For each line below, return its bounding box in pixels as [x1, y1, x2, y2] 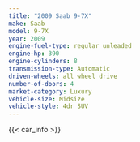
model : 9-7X [8, 27, 49, 35]
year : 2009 [8, 34, 45, 43]
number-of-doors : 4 [8, 80, 74, 88]
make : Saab [8, 19, 45, 28]
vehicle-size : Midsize [8, 95, 85, 103]
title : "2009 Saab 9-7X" [8, 11, 92, 20]
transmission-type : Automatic [8, 65, 111, 73]
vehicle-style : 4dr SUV [8, 102, 89, 110]
